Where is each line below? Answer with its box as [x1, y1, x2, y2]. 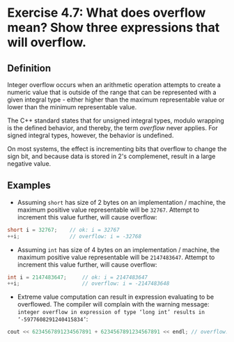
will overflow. [7, 35, 87, 50]
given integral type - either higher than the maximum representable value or [7, 95, 225, 104]
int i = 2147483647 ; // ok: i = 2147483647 [7, 274, 148, 281]
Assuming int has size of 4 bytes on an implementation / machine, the [17, 245, 220, 254]
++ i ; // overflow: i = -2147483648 [7, 280, 170, 287]
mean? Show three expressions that [7, 20, 220, 36]
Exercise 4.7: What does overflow [7, 5, 206, 21]
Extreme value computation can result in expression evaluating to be [17, 293, 214, 301]
